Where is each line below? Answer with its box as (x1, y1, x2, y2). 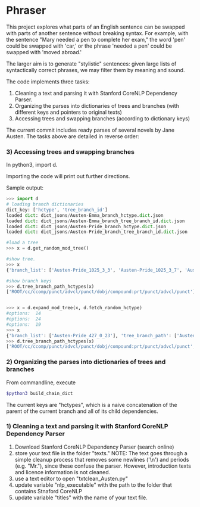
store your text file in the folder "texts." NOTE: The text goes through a (14, 449, 187, 456)
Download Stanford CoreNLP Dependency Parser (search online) (14, 443, 174, 450)
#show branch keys (6, 278, 52, 284)
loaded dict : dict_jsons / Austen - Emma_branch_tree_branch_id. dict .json (6, 218, 185, 224)
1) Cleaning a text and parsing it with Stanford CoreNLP (6, 422, 168, 431)
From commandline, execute (6, 379, 76, 386)
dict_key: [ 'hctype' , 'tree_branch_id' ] (6, 207, 108, 213)
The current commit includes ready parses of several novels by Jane (6, 126, 175, 133)
